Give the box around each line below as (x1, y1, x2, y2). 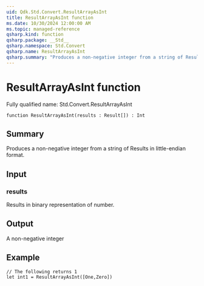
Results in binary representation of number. (6, 201, 115, 209)
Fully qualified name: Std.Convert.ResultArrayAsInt (6, 100, 132, 108)
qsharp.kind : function (6, 32, 64, 38)
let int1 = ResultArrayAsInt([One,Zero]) (6, 274, 113, 280)
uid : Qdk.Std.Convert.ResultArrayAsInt (6, 9, 107, 15)
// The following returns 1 (6, 268, 78, 274)
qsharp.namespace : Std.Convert (6, 43, 86, 49)
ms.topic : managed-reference (6, 26, 80, 32)
